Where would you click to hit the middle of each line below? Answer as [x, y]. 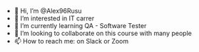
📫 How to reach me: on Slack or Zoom [71, 41]
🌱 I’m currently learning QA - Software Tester [80, 26]
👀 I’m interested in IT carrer [54, 18]
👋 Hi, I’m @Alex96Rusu [48, 11]
